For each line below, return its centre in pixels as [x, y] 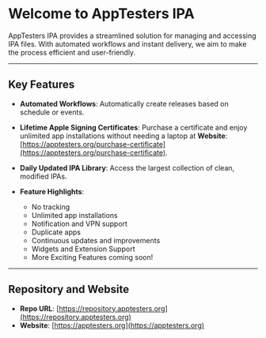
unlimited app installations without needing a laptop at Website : [123, 136]
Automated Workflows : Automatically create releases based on [124, 103]
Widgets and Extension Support [83, 249]
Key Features [42, 85]
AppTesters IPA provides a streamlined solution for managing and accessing [132, 36]
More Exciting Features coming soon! [92, 257]
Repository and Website [68, 289]
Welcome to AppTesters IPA [102, 14]
